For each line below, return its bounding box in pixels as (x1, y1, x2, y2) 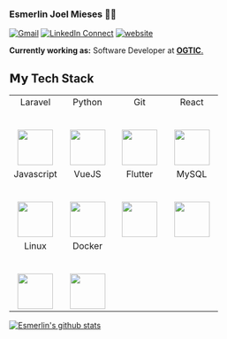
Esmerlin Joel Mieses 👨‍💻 (9, 8, 117, 20)
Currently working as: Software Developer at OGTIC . (9, 45, 204, 56)
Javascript (13, 168, 57, 181)
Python (72, 96, 103, 109)
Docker (72, 240, 103, 252)
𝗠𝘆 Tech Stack (9, 71, 95, 86)
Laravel (19, 96, 51, 109)
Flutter (125, 168, 154, 181)
